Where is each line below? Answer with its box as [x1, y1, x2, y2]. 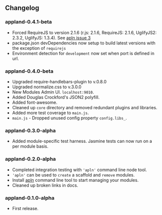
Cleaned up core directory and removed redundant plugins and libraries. [12, 104, 158, 110]
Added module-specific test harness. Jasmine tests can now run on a [12, 138, 152, 144]
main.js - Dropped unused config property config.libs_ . [12, 115, 127, 121]
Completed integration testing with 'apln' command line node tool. [12, 167, 147, 173]
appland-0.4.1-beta [5, 19, 52, 25]
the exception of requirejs [12, 45, 66, 51]
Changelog [5, 4, 40, 12]
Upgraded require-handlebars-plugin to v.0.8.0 [12, 78, 107, 84]
